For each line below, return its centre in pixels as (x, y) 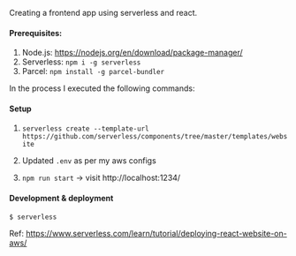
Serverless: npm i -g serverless (81, 62)
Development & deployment (61, 198)
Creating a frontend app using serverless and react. (103, 13)
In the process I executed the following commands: (102, 88)
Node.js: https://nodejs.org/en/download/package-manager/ (132, 53)
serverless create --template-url (85, 129)
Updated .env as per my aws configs (89, 161)
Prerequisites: (36, 33)
